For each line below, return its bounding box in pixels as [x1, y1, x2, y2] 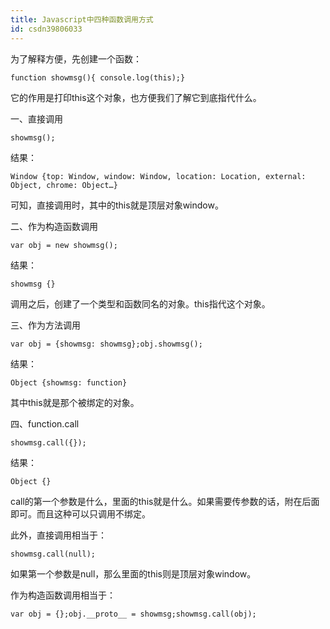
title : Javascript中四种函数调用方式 [10, 14, 154, 25]
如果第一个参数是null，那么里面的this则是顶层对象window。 [10, 567, 257, 580]
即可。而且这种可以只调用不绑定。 [10, 507, 151, 520]
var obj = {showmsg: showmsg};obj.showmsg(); [10, 339, 203, 349]
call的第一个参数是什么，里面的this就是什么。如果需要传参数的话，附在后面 [10, 495, 320, 507]
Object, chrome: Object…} [10, 180, 118, 190]
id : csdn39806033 [10, 24, 83, 34]
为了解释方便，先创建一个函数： [10, 52, 142, 65]
